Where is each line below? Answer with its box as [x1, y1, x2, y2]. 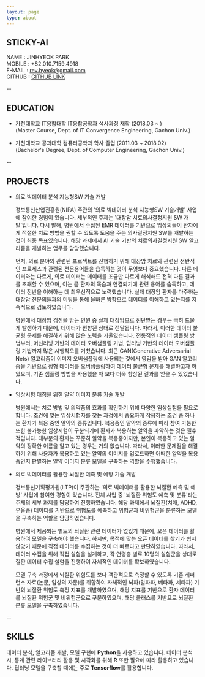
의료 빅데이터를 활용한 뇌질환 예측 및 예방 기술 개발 [15, 470, 136, 478]
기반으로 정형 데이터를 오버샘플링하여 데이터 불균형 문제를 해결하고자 [26, 362, 191, 370]
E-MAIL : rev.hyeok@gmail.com [6, 67, 86, 74]
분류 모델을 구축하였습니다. [15, 602, 80, 609]
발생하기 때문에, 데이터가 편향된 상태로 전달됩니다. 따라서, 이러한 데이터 [21, 324, 192, 331]
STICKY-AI [6, 37, 48, 48]
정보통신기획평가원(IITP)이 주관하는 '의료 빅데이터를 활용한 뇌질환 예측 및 [15, 483, 190, 491]
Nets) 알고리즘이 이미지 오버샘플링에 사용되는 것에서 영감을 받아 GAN [15, 354, 182, 362]
